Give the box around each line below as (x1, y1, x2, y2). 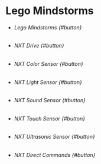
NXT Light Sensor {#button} (14, 78, 82, 86)
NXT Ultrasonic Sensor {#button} (14, 133, 95, 140)
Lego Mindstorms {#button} (14, 24, 82, 31)
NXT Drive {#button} (14, 42, 64, 49)
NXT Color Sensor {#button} (14, 61, 83, 67)
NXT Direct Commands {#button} (14, 152, 96, 159)
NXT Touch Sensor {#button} (14, 115, 85, 122)
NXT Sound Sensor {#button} (14, 97, 86, 104)
